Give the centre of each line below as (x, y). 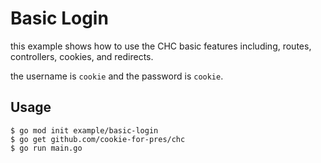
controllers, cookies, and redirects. (82, 56)
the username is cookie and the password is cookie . (117, 76)
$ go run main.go (46, 148)
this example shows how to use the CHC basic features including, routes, (161, 46)
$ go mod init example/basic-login (84, 130)
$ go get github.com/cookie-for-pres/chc (98, 139)
